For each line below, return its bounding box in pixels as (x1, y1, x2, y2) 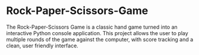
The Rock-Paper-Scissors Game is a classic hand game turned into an (6, 23, 178, 30)
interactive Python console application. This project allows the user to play (6, 29, 188, 36)
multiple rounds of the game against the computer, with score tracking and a (6, 36, 194, 43)
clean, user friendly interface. (6, 42, 78, 49)
